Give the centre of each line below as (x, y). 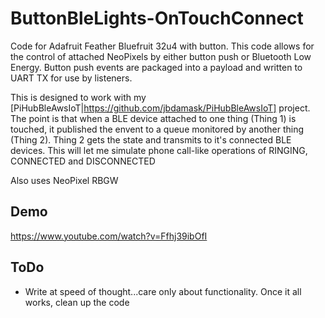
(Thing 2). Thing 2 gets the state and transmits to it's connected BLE (151, 139)
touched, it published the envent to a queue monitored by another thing (157, 129)
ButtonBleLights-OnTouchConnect (157, 18)
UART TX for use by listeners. (71, 78)
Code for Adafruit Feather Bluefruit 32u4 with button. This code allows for (162, 46)
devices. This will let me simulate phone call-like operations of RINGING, (159, 150)
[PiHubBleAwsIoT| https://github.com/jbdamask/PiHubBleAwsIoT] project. (160, 108)
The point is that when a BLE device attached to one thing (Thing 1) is (153, 118)
